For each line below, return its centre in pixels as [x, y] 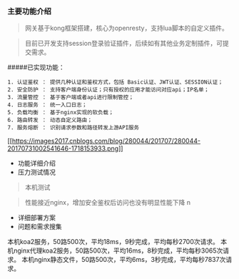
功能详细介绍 [36, 163]
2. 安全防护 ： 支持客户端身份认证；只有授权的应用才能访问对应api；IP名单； [108, 90]
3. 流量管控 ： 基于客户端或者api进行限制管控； [71, 98]
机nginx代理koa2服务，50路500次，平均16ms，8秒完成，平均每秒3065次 [115, 250]
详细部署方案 [36, 218]
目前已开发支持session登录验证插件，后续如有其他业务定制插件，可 [124, 44]
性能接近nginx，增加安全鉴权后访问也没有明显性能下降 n [108, 203]
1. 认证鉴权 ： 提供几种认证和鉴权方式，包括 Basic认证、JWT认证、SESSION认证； [115, 82]
